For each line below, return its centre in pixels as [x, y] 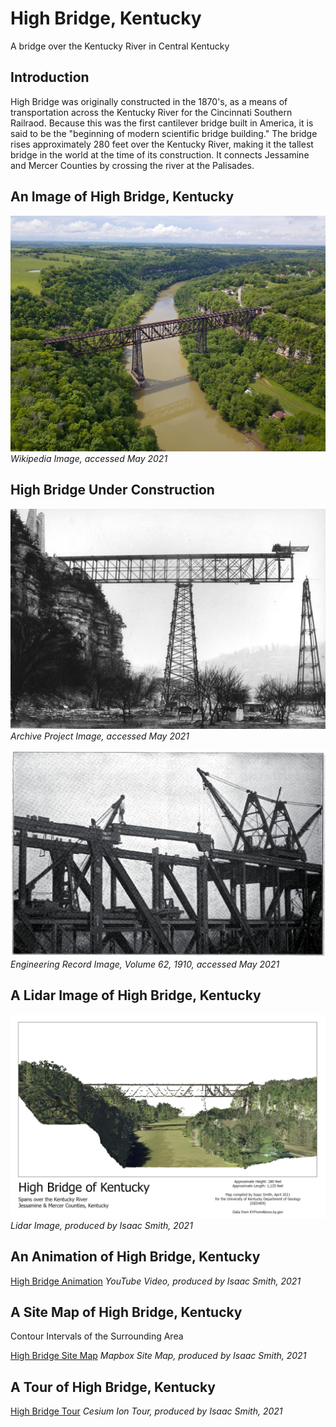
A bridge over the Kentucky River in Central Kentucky [120, 46]
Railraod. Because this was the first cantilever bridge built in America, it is [162, 123]
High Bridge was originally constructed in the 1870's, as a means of [149, 101]
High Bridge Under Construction [112, 490]
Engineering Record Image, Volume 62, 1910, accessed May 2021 [145, 964]
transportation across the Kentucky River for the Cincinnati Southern [151, 112]
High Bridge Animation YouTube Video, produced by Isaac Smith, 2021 [156, 1281]
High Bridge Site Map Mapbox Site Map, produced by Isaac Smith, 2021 [158, 1356]
